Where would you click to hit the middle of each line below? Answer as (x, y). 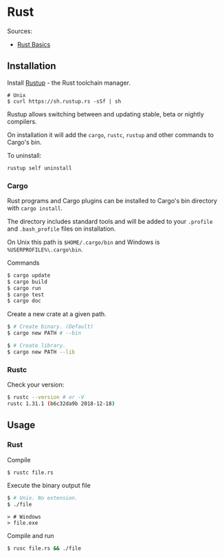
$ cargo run (24, 288)
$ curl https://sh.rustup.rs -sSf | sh (64, 101)
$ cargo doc (24, 301)
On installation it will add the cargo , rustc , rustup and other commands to (111, 134)
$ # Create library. (37, 346)
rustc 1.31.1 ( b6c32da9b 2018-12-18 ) (61, 404)
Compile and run (31, 536)
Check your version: (36, 385)
